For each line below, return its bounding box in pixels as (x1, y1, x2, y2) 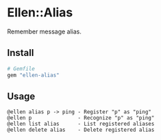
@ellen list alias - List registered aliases (7, 121, 155, 128)
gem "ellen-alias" (7, 72, 60, 79)
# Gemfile (7, 65, 36, 72)
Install (7, 47, 34, 59)
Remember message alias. (7, 27, 82, 36)
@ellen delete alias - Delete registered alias (7, 126, 155, 134)
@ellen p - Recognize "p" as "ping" (7, 115, 155, 122)
